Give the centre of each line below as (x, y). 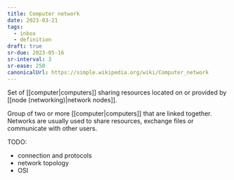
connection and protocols (55, 155)
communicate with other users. (52, 128)
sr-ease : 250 (26, 66)
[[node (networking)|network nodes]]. (62, 99)
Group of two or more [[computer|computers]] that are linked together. (110, 113)
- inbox (25, 33)
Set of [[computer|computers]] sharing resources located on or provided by (117, 92)
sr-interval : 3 (30, 60)
